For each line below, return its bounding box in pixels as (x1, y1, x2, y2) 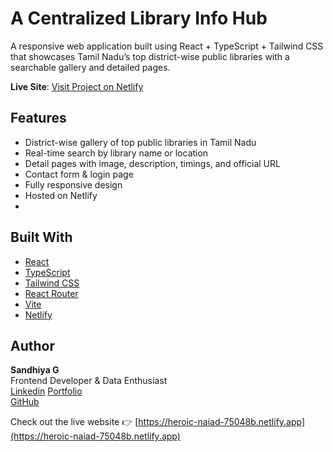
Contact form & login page (24, 168, 134, 180)
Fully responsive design (24, 178, 123, 191)
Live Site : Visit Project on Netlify (10, 80, 144, 92)
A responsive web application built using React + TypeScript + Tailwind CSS (10, 40, 324, 52)
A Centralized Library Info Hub (10, 7, 268, 30)
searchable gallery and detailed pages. (10, 61, 171, 73)
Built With (10, 229, 73, 246)
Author (10, 337, 55, 354)
